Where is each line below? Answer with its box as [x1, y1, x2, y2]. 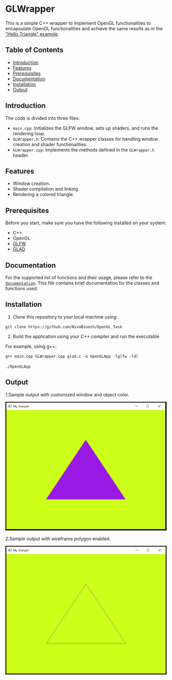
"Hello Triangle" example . [5, 31, 59, 37]
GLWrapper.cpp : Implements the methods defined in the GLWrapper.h [12, 146, 155, 153]
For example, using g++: [5, 343, 57, 349]
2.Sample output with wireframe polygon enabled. [5, 536, 111, 542]
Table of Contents [5, 46, 64, 54]
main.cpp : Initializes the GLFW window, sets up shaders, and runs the [12, 125, 159, 131]
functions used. [5, 285, 38, 291]
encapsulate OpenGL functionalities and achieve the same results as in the [5, 25, 163, 31]
